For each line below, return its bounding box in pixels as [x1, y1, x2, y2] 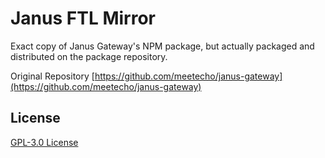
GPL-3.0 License [10, 136, 79, 148]
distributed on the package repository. [10, 50, 168, 62]
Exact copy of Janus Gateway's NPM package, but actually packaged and [10, 40, 315, 52]
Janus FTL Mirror [10, 7, 156, 30]
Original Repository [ [10, 70, 95, 82]
